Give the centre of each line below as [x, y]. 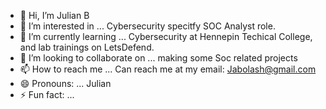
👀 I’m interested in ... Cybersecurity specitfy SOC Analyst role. [147, 26]
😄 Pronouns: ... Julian [65, 83]
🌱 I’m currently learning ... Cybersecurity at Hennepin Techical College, [166, 36]
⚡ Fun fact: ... [47, 94]
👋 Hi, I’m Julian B [54, 15]
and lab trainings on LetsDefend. [87, 47]
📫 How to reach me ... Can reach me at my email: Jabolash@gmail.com [168, 69]
